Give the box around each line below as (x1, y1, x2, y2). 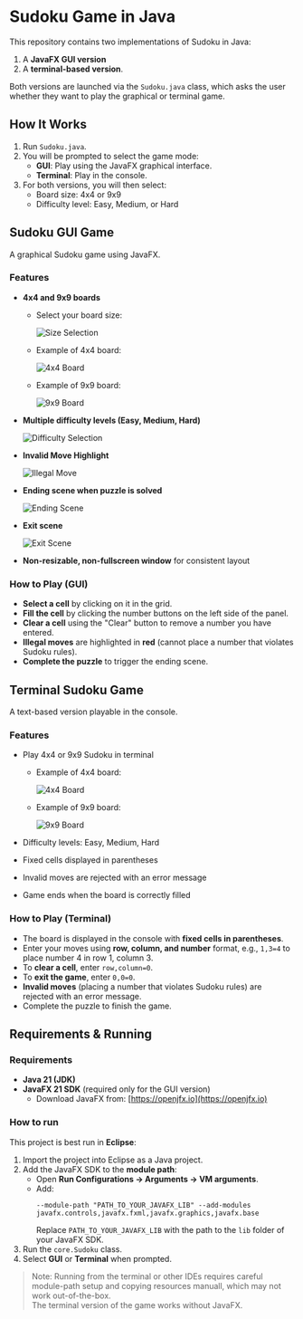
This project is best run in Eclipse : (9, 1136, 137, 1147)
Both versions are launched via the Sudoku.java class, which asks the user (9, 81, 287, 91)
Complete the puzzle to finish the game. (22, 1000, 172, 1011)
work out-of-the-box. (31, 1290, 111, 1301)
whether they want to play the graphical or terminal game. (9, 91, 225, 101)
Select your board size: (35, 310, 123, 320)
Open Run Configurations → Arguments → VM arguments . (35, 1173, 260, 1184)
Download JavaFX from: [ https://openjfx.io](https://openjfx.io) (35, 1094, 268, 1104)
